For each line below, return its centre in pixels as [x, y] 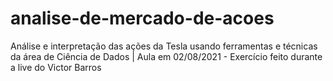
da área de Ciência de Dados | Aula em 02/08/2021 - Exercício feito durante [166, 56]
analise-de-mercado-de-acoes [142, 18]
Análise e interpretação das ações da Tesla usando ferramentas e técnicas [164, 46]
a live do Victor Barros [56, 67]
